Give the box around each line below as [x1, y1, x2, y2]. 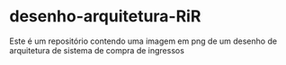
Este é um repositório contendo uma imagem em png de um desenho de [9, 36, 277, 46]
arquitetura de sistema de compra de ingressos [9, 45, 184, 55]
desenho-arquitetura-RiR [9, 6, 201, 27]
